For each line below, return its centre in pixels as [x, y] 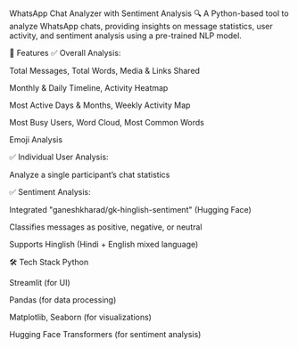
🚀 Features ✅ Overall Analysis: [65, 53]
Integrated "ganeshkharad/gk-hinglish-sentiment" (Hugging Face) [130, 210]
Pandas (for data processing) [63, 300]
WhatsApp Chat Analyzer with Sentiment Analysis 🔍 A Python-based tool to [149, 13]
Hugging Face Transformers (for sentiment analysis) [105, 334]
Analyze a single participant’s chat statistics [90, 174]
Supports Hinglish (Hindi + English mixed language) [104, 244]
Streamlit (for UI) [40, 283]
